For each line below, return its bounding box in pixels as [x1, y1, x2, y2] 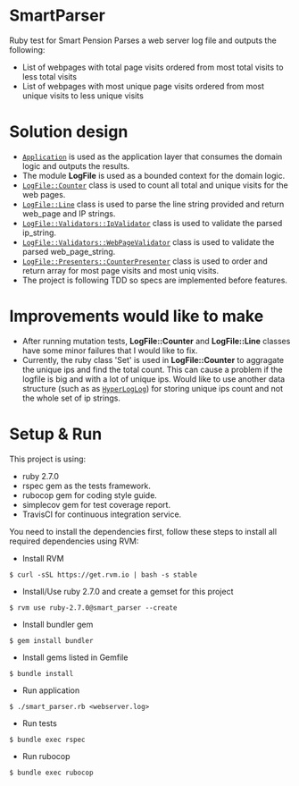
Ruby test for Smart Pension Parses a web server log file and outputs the [9, 35, 277, 46]
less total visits [21, 71, 78, 81]
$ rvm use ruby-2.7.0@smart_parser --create [9, 603, 178, 613]
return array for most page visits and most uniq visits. [21, 265, 220, 275]
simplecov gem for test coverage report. [21, 499, 171, 510]
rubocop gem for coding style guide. [21, 489, 158, 501]
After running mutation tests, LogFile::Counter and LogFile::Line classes [21, 335, 291, 346]
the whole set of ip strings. [21, 393, 120, 403]
